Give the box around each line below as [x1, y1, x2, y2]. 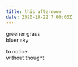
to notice [6, 48, 28, 55]
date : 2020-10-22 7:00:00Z [6, 14, 72, 20]
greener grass [6, 30, 40, 37]
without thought [6, 54, 45, 61]
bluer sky [6, 36, 29, 43]
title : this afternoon [6, 8, 62, 15]
